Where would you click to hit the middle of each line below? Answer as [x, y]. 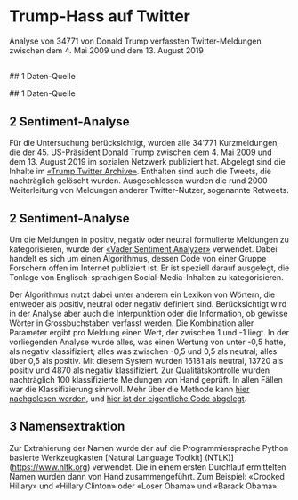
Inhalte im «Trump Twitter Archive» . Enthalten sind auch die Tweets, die [140, 172]
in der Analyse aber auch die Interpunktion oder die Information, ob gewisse [149, 313]
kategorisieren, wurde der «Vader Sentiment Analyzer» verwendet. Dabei [143, 249]
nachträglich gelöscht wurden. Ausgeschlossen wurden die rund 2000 [138, 181]
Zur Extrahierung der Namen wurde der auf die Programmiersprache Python [149, 448]
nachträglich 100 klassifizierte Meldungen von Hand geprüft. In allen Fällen [146, 379]
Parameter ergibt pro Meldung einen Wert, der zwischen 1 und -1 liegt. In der [149, 332]
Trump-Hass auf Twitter [100, 16]
